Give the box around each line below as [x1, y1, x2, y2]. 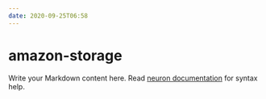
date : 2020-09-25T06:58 [8, 11, 89, 20]
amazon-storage [8, 46, 123, 64]
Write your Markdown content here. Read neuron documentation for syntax [8, 73, 258, 83]
